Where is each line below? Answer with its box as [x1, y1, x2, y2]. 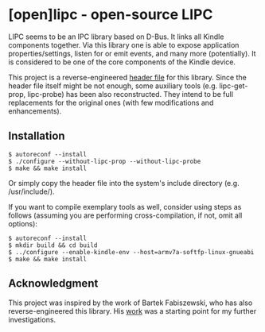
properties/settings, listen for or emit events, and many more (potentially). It [8, 48, 256, 58]
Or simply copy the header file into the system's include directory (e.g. [8, 178, 240, 187]
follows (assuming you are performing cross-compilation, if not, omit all [8, 210, 243, 220]
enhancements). [8, 106, 62, 116]
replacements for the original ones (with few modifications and [8, 98, 214, 107]
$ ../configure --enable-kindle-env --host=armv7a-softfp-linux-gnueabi [8, 248, 255, 256]
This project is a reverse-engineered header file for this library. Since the [8, 72, 247, 82]
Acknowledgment [8, 276, 99, 291]
